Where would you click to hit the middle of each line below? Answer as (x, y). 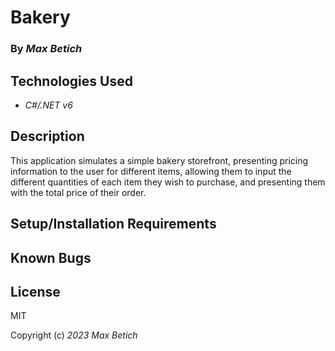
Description (47, 136)
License (35, 291)
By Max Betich (46, 49)
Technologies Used (71, 81)
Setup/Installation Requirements (113, 224)
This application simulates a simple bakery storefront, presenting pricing (159, 160)
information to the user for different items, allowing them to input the (151, 171)
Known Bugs (51, 257)
